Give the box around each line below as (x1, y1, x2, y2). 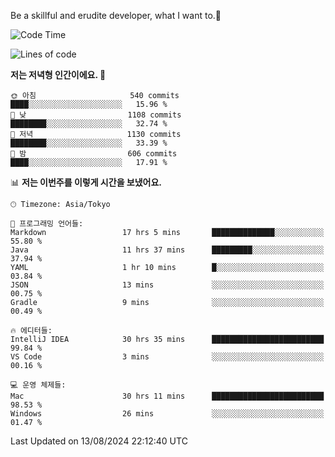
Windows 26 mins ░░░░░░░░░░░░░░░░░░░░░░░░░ (10, 409, 325, 419)
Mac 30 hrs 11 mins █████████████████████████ (10, 391, 325, 401)
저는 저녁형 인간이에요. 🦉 (10, 69, 107, 80)
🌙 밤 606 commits (10, 149, 178, 159)
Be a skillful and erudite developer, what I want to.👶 (10, 10, 222, 21)
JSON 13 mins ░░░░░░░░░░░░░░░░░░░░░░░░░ (10, 280, 325, 290)
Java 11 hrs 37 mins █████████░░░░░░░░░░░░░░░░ (10, 245, 325, 255)
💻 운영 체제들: (10, 380, 67, 390)
